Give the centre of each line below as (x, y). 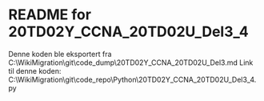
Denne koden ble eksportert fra (60, 54)
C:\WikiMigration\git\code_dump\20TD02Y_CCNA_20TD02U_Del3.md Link (131, 63)
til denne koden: (35, 71)
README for (50, 15)
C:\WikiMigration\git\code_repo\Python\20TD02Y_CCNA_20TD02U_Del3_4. (132, 79)
